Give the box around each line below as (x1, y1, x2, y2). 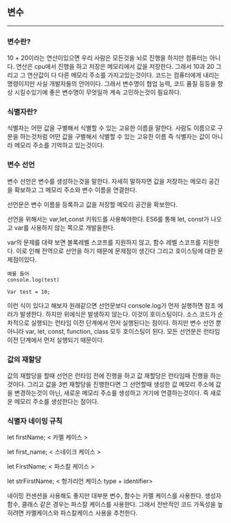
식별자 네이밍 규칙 (7, 416, 63, 425)
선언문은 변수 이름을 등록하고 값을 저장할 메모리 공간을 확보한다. (7, 200, 178, 209)
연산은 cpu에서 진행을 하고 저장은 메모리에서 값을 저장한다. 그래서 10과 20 (16, 63, 214, 71)
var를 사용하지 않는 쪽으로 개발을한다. (14, 223, 115, 232)
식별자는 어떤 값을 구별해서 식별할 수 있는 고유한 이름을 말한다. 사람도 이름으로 (7, 124, 217, 132)
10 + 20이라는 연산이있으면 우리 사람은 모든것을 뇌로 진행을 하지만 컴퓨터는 (7, 54, 208, 62)
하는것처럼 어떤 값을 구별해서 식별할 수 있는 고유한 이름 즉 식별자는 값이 (19, 133, 211, 141)
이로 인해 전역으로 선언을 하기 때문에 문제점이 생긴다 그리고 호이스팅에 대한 (16, 246, 217, 255)
